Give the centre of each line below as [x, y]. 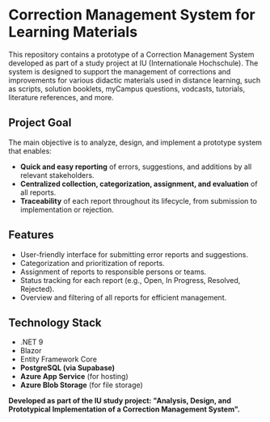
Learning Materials [73, 32]
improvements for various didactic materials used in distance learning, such [135, 80]
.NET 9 [32, 342]
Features [31, 235]
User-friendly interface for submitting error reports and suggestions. [134, 254]
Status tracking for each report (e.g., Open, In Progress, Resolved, [130, 280]
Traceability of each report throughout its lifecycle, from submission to [138, 200]
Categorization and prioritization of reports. [92, 263]
